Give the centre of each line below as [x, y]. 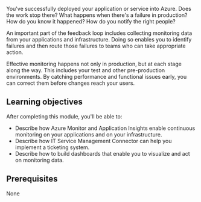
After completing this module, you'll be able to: [64, 116]
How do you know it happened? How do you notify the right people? [91, 21]
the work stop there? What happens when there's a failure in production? [97, 15]
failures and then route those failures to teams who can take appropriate [96, 46]
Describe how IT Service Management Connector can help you [93, 141]
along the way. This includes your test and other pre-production [86, 70]
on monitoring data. [40, 160]
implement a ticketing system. [52, 147]
